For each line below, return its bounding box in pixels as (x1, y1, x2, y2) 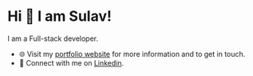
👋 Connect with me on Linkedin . (18, 58, 125, 67)
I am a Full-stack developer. (7, 34, 99, 43)
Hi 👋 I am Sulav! (7, 7, 113, 26)
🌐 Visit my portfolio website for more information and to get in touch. (18, 49, 246, 58)
